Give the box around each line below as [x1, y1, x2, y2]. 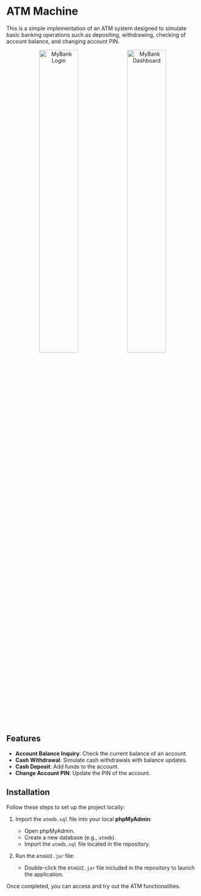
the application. [24, 870, 64, 878]
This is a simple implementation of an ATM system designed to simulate [6, 25, 187, 32]
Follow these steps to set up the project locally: [6, 803, 125, 811]
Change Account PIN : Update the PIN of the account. [15, 769, 151, 776]
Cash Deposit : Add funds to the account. [15, 762, 119, 770]
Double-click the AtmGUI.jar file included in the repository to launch [24, 863, 195, 871]
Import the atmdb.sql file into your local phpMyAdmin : [15, 815, 152, 822]
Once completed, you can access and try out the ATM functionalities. [6, 882, 181, 890]
